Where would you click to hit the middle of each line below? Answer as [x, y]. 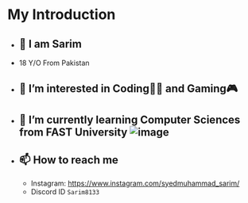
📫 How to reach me [68, 160]
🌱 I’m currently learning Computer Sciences [130, 119]
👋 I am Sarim [50, 44]
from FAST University [73, 132]
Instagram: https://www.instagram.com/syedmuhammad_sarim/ [135, 183]
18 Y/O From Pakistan [54, 63]
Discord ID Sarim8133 [65, 191]
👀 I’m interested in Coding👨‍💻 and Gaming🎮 [128, 89]
